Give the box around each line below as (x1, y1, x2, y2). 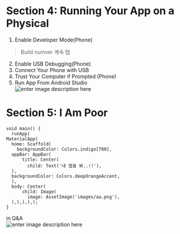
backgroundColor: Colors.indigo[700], (17, 146, 112, 152)
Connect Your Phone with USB (14, 66, 90, 73)
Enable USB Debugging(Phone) (14, 60, 91, 67)
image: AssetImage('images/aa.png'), (27, 194, 120, 200)
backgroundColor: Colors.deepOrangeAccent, (11, 173, 120, 179)
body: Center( (11, 183, 46, 190)
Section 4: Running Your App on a (6, 4, 175, 18)
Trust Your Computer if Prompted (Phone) (14, 73, 117, 80)
